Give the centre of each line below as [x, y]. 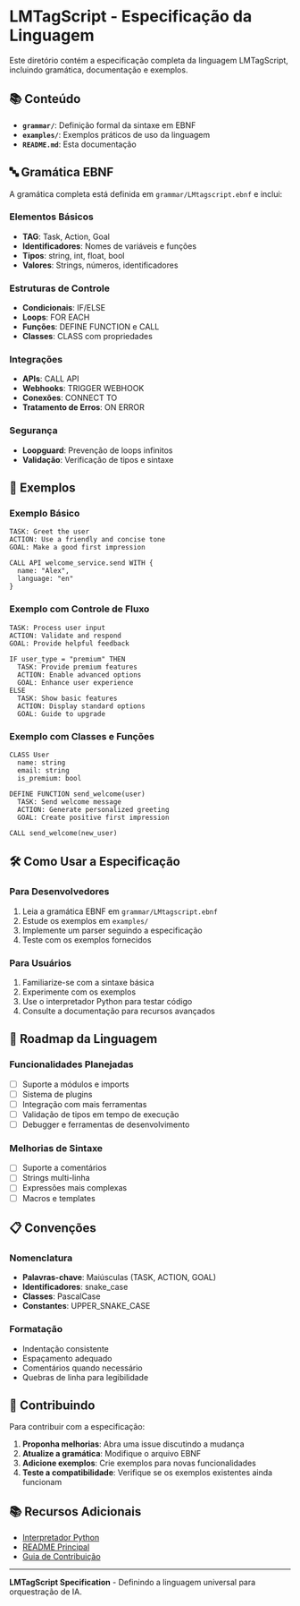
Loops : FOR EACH [56, 317]
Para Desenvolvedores [59, 892]
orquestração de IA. [46, 1592]
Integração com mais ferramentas [84, 1104]
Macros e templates [58, 1198]
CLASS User [29, 755]
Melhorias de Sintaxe [56, 1148]
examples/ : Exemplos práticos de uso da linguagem [116, 134]
